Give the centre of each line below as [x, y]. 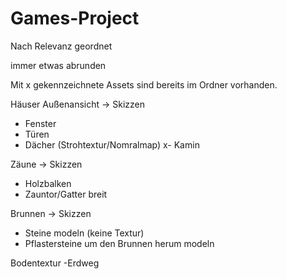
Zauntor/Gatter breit [66, 194]
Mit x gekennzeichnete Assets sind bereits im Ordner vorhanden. [144, 84]
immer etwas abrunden [58, 65]
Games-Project [75, 18]
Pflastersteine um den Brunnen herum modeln [119, 243]
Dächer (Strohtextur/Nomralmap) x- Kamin [112, 144]
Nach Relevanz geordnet [61, 46]
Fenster [40, 123]
